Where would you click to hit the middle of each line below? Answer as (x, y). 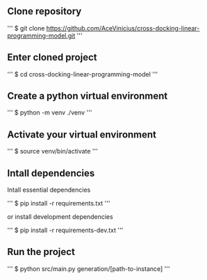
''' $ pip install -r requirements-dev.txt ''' (65, 230)
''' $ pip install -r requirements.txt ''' (59, 204)
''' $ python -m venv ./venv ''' (50, 113)
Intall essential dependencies (49, 190)
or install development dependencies (60, 217)
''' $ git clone (26, 28)
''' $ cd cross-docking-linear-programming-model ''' (83, 74)
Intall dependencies (51, 173)
